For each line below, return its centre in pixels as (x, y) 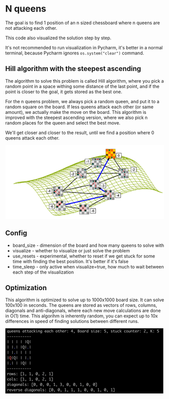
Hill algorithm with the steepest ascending (73, 69)
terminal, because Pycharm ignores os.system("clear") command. (75, 53)
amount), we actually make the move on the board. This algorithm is (76, 112)
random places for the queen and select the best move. (63, 123)
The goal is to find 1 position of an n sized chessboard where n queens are (83, 23)
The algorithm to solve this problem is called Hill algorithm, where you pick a (84, 81)
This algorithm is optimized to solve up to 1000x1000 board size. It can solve (85, 300)
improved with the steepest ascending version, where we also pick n (76, 117)
